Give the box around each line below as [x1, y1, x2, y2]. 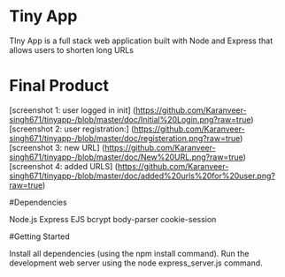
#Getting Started [9, 231, 70, 242]
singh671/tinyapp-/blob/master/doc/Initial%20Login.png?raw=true [9, 114, 251, 124]
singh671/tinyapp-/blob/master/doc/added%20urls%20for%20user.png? [9, 170, 276, 181]
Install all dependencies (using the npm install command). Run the [9, 248, 250, 258]
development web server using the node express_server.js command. [9, 258, 263, 268]
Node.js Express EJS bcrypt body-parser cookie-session [9, 213, 217, 224]
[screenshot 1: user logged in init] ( [9, 104, 136, 116]
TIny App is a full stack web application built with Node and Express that [9, 35, 273, 46]
